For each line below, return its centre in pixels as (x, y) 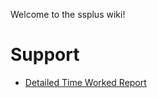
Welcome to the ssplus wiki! (68, 14)
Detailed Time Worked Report (85, 82)
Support (45, 55)
